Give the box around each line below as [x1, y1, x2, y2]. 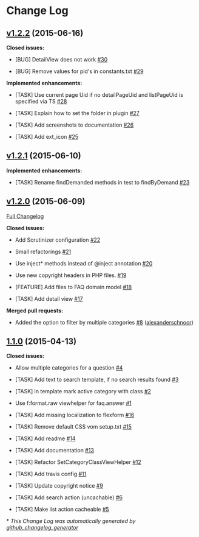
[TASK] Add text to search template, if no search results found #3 [15, 376, 179, 384]
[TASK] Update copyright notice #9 [15, 482, 103, 490]
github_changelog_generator [6, 524, 79, 532]
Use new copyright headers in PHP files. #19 [15, 272, 127, 279]
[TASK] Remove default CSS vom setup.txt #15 [15, 423, 132, 430]
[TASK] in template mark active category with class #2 [15, 388, 152, 395]
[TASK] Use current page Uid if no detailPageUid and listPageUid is [15, 91, 184, 98]
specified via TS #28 [15, 98, 67, 105]
